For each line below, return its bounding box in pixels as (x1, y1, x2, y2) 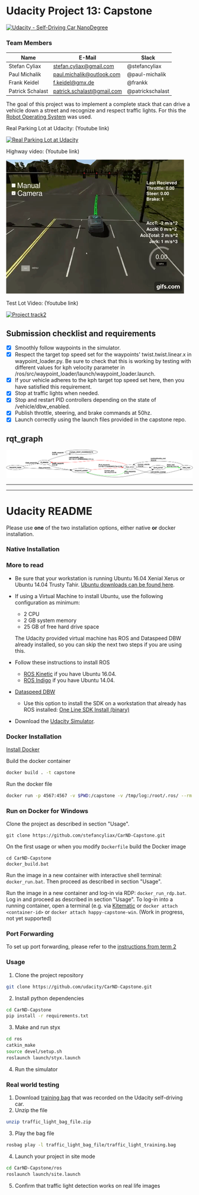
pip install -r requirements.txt (6, 1013, 89, 1019)
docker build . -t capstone (6, 769, 76, 776)
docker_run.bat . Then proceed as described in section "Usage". (6, 878, 162, 885)
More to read (6, 561, 44, 570)
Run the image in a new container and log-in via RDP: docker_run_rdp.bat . (6, 890, 187, 897)
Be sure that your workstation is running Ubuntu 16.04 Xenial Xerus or (14, 574, 185, 581)
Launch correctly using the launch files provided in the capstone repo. (14, 416, 187, 423)
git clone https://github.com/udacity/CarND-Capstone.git (6, 984, 152, 990)
